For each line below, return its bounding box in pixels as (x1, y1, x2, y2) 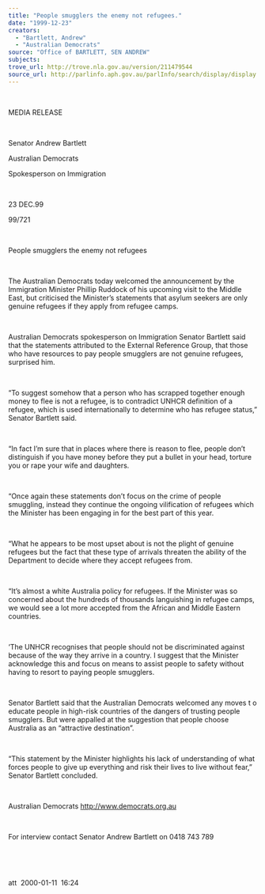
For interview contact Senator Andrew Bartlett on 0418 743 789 (8, 831, 214, 841)
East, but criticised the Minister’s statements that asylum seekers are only (8, 293, 248, 302)
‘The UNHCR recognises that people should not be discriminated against (8, 642, 245, 651)
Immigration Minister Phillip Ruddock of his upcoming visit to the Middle (8, 284, 242, 294)
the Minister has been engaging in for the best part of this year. (8, 508, 214, 517)
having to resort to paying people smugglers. (8, 667, 155, 676)
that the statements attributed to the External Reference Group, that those (8, 340, 248, 350)
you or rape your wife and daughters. (8, 460, 130, 470)
